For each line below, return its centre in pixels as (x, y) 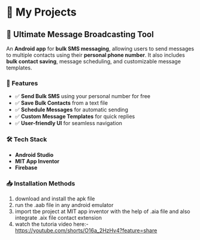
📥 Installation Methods (41, 183)
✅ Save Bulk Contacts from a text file (61, 103)
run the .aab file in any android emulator (64, 205)
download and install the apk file (55, 198)
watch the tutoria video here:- (51, 224)
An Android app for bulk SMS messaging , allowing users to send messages (100, 48)
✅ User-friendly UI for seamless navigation (69, 123)
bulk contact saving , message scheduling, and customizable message (94, 61)
